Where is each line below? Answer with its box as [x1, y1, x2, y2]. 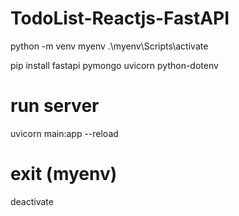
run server [10, 95, 100, 117]
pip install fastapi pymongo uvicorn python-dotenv [10, 59, 219, 71]
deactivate [10, 195, 54, 207]
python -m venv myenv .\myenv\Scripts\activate [10, 40, 209, 52]
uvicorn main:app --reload [10, 127, 119, 139]
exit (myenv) [10, 163, 118, 186]
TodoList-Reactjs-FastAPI [10, 7, 230, 30]
